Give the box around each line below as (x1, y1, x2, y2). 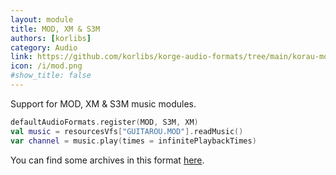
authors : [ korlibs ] (10, 33, 92, 43)
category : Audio (10, 42, 78, 53)
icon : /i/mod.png (10, 61, 83, 71)
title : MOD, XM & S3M (10, 24, 101, 34)
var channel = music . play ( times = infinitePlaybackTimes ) (10, 136, 257, 146)
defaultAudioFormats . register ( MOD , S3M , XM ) (10, 117, 199, 127)
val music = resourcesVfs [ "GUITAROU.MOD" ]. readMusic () (10, 126, 244, 136)
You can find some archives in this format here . (10, 154, 205, 166)
